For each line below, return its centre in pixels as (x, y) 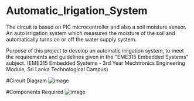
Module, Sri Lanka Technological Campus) (57, 69)
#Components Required (35, 92)
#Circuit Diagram (27, 81)
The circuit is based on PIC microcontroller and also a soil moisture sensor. (96, 27)
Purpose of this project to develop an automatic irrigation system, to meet (95, 50)
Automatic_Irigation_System (77, 11)
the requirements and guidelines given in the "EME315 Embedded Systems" (97, 57)
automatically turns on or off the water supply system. (71, 39)
